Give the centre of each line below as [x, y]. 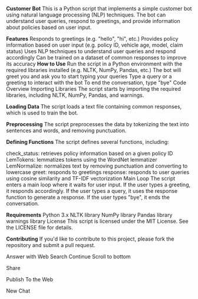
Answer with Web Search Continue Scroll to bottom [68, 257]
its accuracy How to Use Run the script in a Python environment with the [94, 64]
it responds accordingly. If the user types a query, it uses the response [92, 191]
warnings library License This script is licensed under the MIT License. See [97, 221]
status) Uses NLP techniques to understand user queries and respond [91, 51]
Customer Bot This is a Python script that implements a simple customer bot [99, 9]
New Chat [18, 291]
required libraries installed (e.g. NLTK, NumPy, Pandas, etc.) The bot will [94, 70]
